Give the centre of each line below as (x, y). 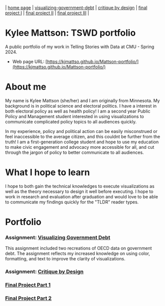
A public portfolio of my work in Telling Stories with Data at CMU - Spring (80, 47)
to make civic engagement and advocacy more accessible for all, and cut (80, 147)
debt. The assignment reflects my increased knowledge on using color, (78, 253)
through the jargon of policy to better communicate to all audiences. (75, 152)
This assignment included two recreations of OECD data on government (79, 248)
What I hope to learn (48, 172)
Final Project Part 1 (28, 285)
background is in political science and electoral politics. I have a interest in (81, 106)
